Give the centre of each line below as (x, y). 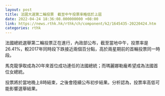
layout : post (19, 10)
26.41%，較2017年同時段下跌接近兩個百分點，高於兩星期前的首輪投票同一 (81, 49)
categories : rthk (23, 28)
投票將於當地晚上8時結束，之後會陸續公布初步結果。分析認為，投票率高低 (80, 83)
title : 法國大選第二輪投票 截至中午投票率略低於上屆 (54, 14)
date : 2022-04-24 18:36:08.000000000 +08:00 (52, 19)
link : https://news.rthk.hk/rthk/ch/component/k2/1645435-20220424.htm (81, 24)
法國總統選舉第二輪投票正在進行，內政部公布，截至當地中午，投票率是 (77, 43)
